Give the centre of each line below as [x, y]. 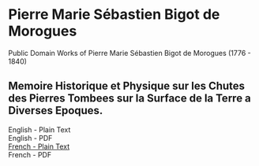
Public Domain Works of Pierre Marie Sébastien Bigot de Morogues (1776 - [129, 53]
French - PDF [30, 154]
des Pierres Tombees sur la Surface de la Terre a [129, 99]
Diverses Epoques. [56, 111]
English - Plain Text [39, 129]
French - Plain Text [39, 146]
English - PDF [30, 138]
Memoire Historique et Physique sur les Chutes [127, 86]
